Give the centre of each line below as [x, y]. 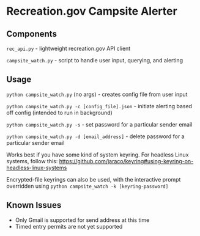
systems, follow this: [32, 161]
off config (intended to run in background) [60, 112]
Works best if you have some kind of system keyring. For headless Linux [98, 155]
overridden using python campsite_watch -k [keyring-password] [87, 186]
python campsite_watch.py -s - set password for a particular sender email [99, 124]
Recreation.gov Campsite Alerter [92, 11]
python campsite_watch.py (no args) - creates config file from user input [97, 94]
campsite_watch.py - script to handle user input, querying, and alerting [95, 60]
